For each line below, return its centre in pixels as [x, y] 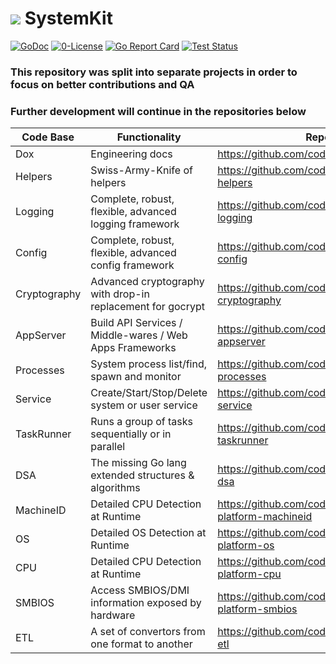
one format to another [141, 644]
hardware [113, 615]
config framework [132, 265]
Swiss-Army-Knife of [141, 170]
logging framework [135, 224]
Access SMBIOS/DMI [140, 590]
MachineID [41, 510]
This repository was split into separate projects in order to [154, 72]
